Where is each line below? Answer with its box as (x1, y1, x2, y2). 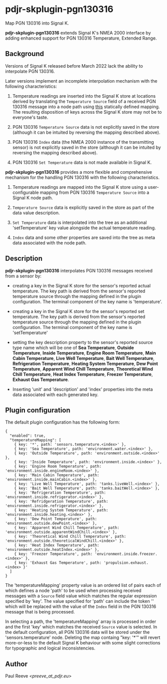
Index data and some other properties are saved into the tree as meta (12, 234, 155, 240)
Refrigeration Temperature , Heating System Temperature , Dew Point (12, 361, 158, 367)
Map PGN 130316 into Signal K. (5, 20, 69, 26)
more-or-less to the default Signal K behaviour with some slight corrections (5, 640, 160, 646)
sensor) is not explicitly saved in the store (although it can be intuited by (12, 144, 161, 150)
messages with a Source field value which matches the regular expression (5, 593, 157, 599)
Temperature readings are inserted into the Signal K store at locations (12, 93, 156, 99)
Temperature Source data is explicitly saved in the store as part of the (12, 204, 154, 210)
